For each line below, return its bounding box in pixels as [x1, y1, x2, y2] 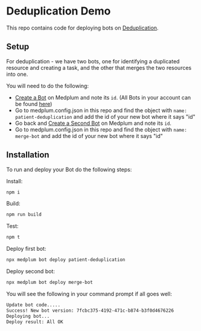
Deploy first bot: [6, 245, 46, 253]
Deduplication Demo [6, 4, 111, 18]
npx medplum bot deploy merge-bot [6, 279, 94, 286]
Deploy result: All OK [6, 318, 63, 325]
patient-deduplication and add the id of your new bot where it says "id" [14, 113, 196, 120]
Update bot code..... [6, 301, 61, 308]
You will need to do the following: [6, 82, 89, 89]
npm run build [6, 212, 42, 218]
